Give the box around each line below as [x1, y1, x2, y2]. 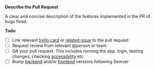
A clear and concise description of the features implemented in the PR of [5, 14, 151, 19]
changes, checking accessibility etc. [12, 54, 85, 59]
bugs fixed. [5, 19, 28, 24]
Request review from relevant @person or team [12, 43, 107, 49]
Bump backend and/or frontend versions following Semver [12, 59, 129, 65]
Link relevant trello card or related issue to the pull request [12, 37, 129, 43]
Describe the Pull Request [5, 4, 58, 10]
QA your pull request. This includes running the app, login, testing [12, 48, 143, 54]
